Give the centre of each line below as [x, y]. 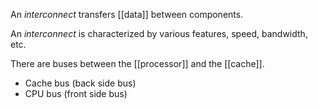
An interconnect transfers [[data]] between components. [127, 14]
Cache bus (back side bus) [80, 83]
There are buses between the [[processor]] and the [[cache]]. [137, 63]
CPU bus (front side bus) [76, 93]
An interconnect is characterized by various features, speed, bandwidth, [159, 33]
